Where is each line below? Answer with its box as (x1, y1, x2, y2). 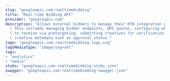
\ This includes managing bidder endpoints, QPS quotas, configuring (10, 26, 159, 31)
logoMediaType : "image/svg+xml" (5, 45, 73, 50)
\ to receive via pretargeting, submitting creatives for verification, (10, 31, 166, 36)
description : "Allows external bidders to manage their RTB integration (5, 21, 162, 27)
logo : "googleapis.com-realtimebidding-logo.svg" (5, 40, 112, 45)
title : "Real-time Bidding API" (5, 12, 73, 17)
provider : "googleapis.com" (5, 17, 65, 22)
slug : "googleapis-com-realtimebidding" (5, 7, 92, 13)
